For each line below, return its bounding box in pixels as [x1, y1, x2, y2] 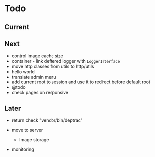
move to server [11, 127, 43, 133]
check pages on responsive [11, 90, 69, 96]
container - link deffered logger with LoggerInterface [11, 58, 120, 64]
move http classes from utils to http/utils [11, 63, 94, 70]
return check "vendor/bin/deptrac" [11, 117, 83, 123]
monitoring [11, 146, 34, 152]
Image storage [19, 137, 49, 143]
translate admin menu [11, 74, 56, 80]
